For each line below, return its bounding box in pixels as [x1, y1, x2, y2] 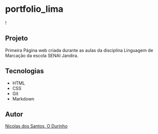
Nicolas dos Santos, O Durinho [5, 123, 68, 129]
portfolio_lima [5, 3, 63, 15]
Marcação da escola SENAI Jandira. [5, 52, 78, 58]
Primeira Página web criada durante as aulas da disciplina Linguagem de [5, 47, 154, 53]
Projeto [5, 34, 28, 43]
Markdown [12, 95, 35, 102]
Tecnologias [5, 67, 44, 75]
